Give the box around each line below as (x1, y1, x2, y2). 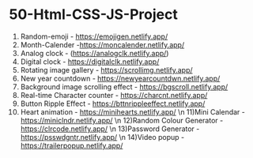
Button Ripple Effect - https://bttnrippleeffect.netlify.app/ (20, 99, 206, 108)
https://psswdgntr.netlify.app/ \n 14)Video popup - (20, 132, 185, 141)
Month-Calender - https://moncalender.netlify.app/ (20, 39, 185, 49)
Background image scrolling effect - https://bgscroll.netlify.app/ (20, 81, 228, 92)
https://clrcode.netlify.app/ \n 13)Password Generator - (20, 124, 200, 134)
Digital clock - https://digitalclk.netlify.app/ (20, 57, 160, 66)
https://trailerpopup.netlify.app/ (20, 141, 123, 150)
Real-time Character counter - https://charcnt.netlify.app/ (20, 90, 208, 100)
